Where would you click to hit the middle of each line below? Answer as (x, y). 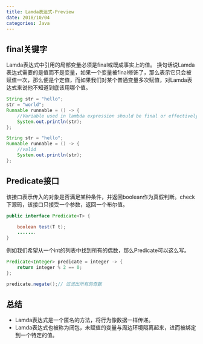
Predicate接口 (33, 181)
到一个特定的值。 (36, 335)
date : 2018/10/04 (28, 18)
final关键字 (27, 49)
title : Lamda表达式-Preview (40, 12)
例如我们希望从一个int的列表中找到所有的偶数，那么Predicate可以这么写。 (98, 250)
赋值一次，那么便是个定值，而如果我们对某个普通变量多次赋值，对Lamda (97, 80)
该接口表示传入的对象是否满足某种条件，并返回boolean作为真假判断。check (101, 197)
